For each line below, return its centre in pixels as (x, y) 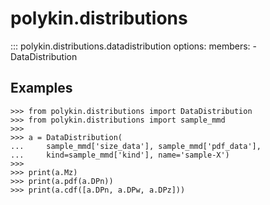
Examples (41, 88)
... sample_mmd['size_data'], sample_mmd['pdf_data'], (136, 146)
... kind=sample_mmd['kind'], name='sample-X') (120, 155)
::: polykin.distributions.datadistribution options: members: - (133, 46)
